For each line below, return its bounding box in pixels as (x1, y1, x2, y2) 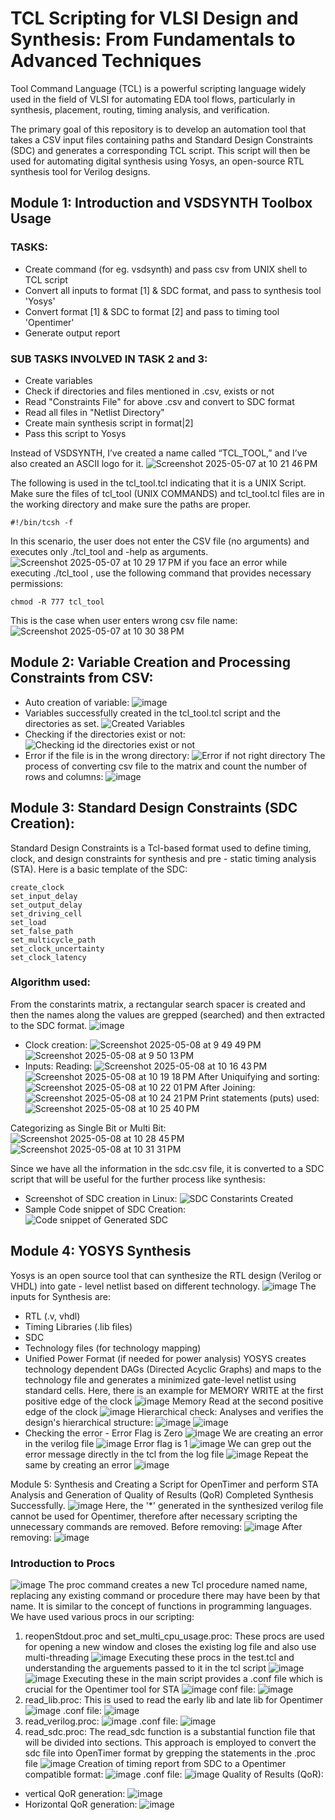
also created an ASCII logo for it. (10, 457, 144, 469)
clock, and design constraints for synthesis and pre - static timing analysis (10, 852, 317, 864)
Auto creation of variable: (24, 696, 130, 708)
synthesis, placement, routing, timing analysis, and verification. (10, 103, 270, 116)
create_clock (10, 882, 65, 892)
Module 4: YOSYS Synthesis (10, 1243, 192, 1260)
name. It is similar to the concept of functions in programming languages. (10, 1600, 312, 1612)
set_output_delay (10, 900, 83, 910)
